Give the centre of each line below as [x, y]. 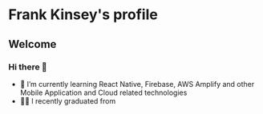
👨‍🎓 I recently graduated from [68, 100]
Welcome [32, 44]
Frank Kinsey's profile [83, 15]
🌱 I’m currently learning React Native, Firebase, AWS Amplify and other [137, 84]
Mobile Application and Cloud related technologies [103, 92]
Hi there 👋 [28, 67]
